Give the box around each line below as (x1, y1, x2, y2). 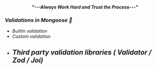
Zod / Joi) (12, 56, 44, 64)
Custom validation (12, 33, 51, 39)
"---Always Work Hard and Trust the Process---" (32, 4, 138, 10)
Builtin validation (12, 28, 48, 34)
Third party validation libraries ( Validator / (12, 48, 152, 56)
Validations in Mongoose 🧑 (5, 17, 73, 24)
